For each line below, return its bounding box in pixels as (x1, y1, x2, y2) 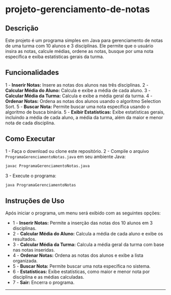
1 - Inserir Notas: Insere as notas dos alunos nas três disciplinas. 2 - (5, 82, 149, 88)
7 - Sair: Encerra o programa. (12, 279, 75, 286)
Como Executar (5, 135, 55, 143)
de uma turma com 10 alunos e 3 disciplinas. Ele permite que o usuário (5, 43, 154, 49)
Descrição (5, 24, 39, 33)
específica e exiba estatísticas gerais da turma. (5, 53, 104, 60)
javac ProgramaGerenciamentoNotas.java (5, 163, 90, 169)
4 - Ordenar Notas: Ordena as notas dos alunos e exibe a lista (12, 252, 144, 258)
